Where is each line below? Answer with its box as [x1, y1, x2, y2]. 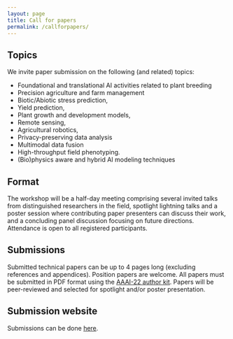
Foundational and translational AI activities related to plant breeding [17, 81, 212, 89]
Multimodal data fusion [17, 140, 84, 149]
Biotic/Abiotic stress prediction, [17, 96, 108, 105]
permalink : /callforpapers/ [7, 23, 90, 30]
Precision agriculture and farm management [17, 89, 145, 97]
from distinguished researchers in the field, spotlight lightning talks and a [7, 202, 218, 210]
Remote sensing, [17, 118, 66, 127]
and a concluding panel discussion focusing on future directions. [7, 217, 195, 224]
